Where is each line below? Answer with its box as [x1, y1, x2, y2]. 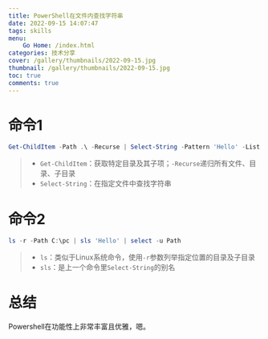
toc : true [8, 71, 42, 80]
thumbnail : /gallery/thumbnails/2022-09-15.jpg [8, 64, 171, 72]
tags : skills [8, 27, 52, 35]
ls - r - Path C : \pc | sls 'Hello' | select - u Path [8, 237, 181, 245]
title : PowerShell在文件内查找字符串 [8, 11, 124, 20]
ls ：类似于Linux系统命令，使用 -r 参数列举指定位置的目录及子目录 [39, 252, 255, 262]
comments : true [8, 79, 59, 87]
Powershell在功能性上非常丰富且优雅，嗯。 [8, 322, 151, 332]
